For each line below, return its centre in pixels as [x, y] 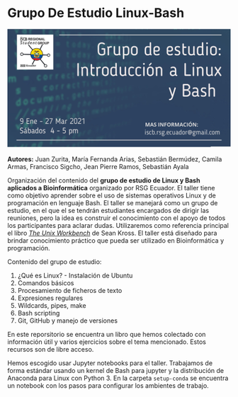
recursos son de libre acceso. [51, 350]
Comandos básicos [46, 283]
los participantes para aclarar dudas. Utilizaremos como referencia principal [118, 226]
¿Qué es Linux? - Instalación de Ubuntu [75, 276]
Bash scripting [39, 313]
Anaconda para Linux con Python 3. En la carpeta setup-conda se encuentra [118, 378]
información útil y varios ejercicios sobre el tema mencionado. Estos [107, 342]
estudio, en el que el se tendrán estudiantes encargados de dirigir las [108, 211]
